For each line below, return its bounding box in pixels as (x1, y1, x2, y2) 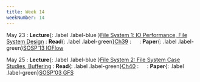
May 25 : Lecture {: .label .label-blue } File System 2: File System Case (6, 56, 181, 63)
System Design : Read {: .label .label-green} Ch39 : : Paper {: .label (6, 38, 177, 45)
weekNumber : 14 (6, 15, 45, 21)
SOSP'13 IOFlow (23, 44, 64, 52)
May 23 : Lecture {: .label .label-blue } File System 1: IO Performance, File (6, 31, 187, 38)
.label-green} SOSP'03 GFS (6, 69, 74, 76)
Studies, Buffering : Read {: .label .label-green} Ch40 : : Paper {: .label (6, 62, 184, 70)
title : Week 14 (6, 9, 45, 15)
